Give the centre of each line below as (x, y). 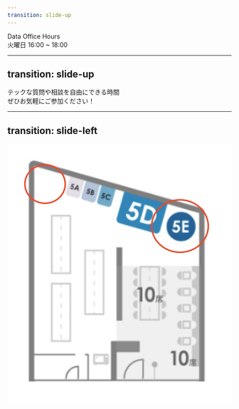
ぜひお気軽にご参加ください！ (51, 101)
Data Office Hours (34, 36)
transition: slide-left (53, 131)
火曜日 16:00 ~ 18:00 (38, 45)
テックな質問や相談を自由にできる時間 (63, 92)
